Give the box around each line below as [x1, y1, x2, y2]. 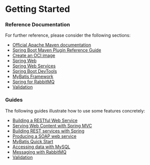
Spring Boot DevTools [12, 68, 57, 74]
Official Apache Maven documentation [12, 42, 91, 48]
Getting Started [5, 3, 71, 15]
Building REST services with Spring [12, 128, 84, 134]
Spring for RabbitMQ [12, 79, 55, 85]
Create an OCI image [12, 53, 56, 58]
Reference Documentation [5, 21, 71, 28]
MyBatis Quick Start [12, 138, 54, 144]
